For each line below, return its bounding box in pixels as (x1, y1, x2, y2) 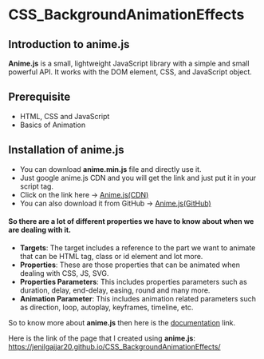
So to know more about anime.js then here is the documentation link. (8, 317, 236, 327)
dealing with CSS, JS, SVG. (19, 268, 109, 277)
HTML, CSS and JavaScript (19, 111, 110, 121)
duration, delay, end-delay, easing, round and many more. (19, 285, 211, 295)
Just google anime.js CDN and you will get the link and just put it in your (19, 173, 257, 182)
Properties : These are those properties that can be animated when (19, 260, 241, 269)
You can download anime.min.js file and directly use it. (19, 164, 202, 174)
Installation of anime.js (8, 143, 124, 157)
